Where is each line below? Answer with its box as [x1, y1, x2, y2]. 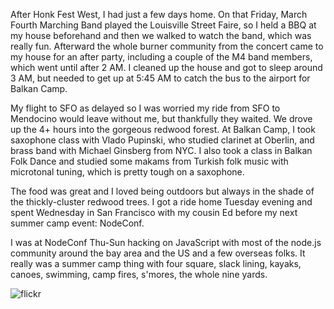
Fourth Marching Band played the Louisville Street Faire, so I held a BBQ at [10, 19, 317, 31]
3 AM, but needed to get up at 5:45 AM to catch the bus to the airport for [10, 72, 311, 84]
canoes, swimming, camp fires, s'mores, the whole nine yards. [10, 269, 268, 280]
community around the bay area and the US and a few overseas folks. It [10, 247, 306, 259]
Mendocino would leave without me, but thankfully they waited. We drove [10, 113, 313, 124]
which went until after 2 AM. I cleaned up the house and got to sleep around [10, 62, 323, 73]
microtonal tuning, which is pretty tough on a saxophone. [10, 166, 245, 178]
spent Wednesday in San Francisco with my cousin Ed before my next [10, 207, 298, 218]
